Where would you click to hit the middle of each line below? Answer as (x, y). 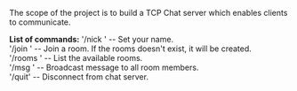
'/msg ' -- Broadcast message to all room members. (104, 67)
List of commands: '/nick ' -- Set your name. (92, 39)
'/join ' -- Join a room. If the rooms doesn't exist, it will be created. (130, 49)
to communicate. (40, 22)
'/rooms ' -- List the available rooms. (76, 58)
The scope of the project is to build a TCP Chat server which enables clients (148, 13)
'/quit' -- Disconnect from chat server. (79, 77)
